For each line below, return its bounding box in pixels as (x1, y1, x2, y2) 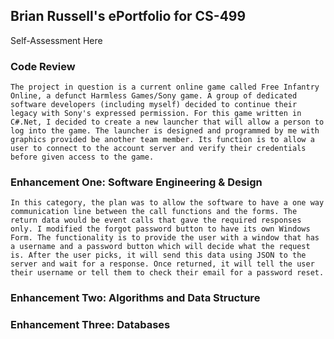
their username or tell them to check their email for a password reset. (10, 268, 325, 278)
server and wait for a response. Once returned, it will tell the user (10, 259, 315, 269)
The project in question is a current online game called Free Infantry (10, 82, 320, 93)
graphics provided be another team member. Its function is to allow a (10, 135, 315, 145)
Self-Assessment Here (10, 34, 103, 46)
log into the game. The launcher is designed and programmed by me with (10, 126, 320, 136)
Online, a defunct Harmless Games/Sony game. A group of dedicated (10, 91, 298, 101)
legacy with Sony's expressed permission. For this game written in (10, 109, 302, 119)
